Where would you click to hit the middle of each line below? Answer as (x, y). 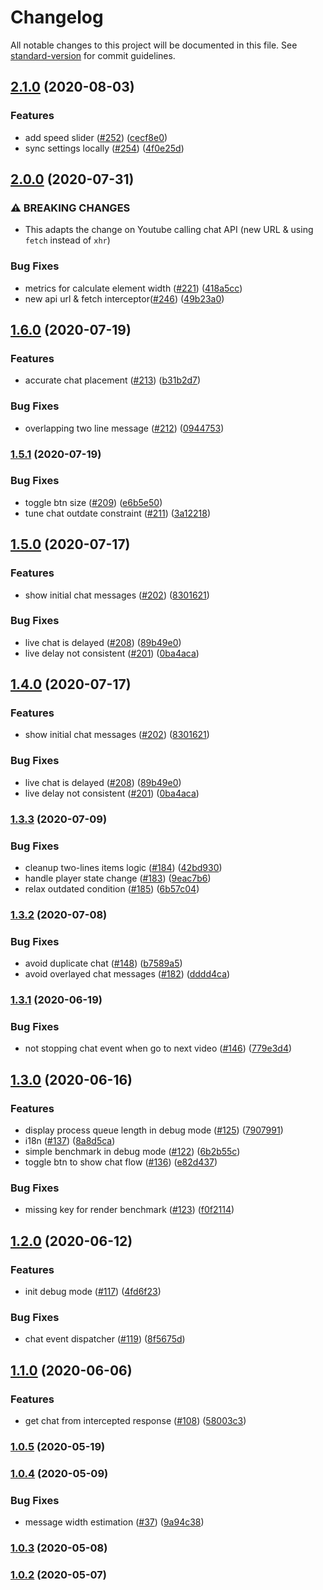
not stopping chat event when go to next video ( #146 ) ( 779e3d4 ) (158, 1048)
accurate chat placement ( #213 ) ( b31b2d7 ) (113, 380)
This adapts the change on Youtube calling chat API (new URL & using (169, 230)
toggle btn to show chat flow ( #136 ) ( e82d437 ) (121, 1162)
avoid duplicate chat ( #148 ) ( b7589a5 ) (103, 963)
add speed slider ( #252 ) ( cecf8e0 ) (96, 137)
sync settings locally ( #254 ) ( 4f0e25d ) (104, 148)
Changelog (57, 17)
